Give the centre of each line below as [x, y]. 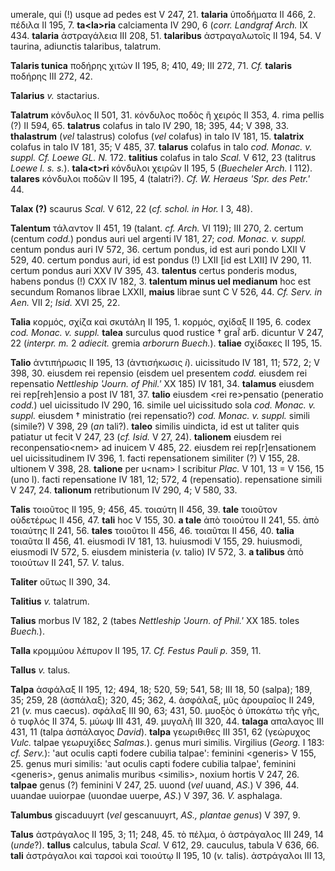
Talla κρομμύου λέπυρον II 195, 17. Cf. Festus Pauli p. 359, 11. [136, 650]
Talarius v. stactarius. [55, 95]
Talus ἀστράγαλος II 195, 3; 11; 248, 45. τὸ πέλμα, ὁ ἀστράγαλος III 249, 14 [167, 834]
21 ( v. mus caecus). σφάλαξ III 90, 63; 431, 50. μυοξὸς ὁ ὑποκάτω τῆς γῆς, [165, 710]
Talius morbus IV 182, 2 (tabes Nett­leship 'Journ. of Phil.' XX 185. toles [155, 620]
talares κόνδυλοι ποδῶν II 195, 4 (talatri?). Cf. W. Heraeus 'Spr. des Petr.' [160, 178]
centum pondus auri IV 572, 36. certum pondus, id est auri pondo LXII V [158, 249]
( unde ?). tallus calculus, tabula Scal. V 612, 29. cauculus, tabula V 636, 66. [165, 845]
